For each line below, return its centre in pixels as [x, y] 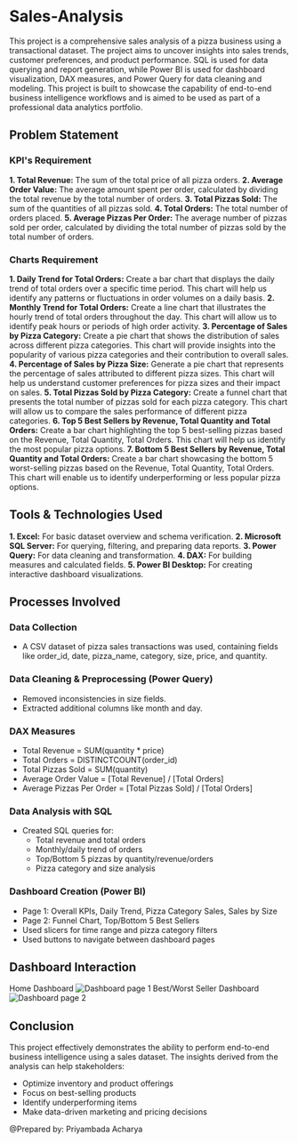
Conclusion [42, 1026]
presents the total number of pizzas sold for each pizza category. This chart [149, 401]
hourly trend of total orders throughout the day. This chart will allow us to [143, 317]
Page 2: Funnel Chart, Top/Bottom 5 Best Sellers [111, 920]
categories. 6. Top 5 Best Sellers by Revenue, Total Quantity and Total [140, 421]
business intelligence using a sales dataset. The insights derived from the [144, 1057]
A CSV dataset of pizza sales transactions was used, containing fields [150, 647]
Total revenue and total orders [91, 840]
